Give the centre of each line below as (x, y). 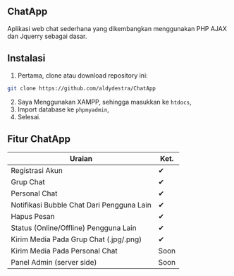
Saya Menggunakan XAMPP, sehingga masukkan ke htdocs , (104, 102)
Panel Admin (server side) (54, 263)
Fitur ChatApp (39, 139)
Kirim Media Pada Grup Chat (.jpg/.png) (76, 239)
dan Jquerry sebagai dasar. (47, 36)
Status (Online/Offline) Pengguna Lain (74, 228)
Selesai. (29, 116)
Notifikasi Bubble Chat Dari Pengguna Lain (81, 205)
